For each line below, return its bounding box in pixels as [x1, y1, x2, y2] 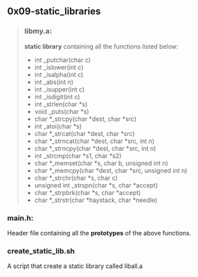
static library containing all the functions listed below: [24, 42, 179, 51]
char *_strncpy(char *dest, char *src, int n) [34, 144, 156, 152]
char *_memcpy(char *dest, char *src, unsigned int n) [34, 166, 188, 174]
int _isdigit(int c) [34, 92, 81, 101]
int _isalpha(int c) [34, 70, 84, 78]
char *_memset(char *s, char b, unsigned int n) [34, 159, 168, 167]
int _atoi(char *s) [34, 121, 82, 131]
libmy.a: [24, 26, 53, 36]
